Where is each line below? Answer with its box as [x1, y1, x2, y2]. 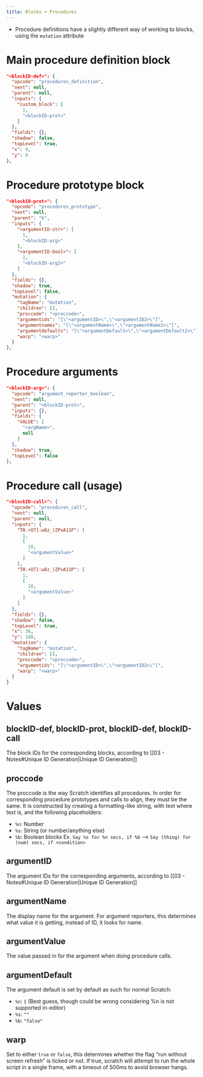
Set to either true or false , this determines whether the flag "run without [6, 1051, 187, 1058]
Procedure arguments [6, 365, 118, 379]
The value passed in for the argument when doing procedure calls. [6, 952, 172, 959]
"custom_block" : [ [17, 101, 63, 107]
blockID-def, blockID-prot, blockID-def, [6, 724, 157, 734]
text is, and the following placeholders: [6, 809, 103, 816]
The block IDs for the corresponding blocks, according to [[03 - [6, 749, 165, 756]
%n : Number [14, 820, 44, 827]
